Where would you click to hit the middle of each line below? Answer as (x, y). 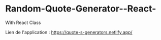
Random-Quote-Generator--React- (81, 9)
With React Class (23, 22)
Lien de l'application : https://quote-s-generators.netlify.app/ (69, 32)
